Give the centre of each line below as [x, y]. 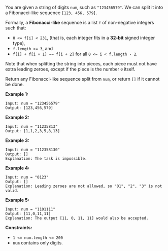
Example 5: [17, 200]
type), [19, 43]
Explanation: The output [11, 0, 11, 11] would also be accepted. [77, 218]
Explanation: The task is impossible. [46, 159]
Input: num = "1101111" [30, 209]
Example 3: [17, 140]
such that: [16, 28]
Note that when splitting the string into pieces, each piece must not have [81, 64]
